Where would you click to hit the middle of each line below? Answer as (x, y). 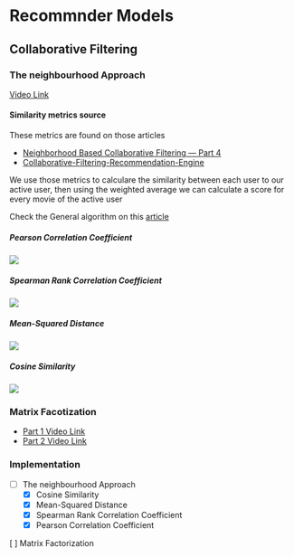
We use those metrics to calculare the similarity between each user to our (147, 180)
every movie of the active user (66, 199)
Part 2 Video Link (55, 441)
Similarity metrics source (58, 115)
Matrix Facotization (53, 411)
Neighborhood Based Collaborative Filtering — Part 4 (122, 153)
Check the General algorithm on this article (89, 217)
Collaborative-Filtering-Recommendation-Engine (114, 163)
